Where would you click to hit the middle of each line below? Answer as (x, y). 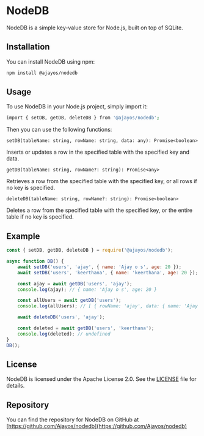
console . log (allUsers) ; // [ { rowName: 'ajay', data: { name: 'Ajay (108, 306)
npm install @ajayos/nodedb (42, 73)
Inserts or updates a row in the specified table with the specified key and (98, 152)
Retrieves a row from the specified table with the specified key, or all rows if (102, 181)
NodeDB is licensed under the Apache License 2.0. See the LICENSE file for (101, 379)
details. (16, 386)
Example (23, 236)
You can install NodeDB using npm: (51, 61)
